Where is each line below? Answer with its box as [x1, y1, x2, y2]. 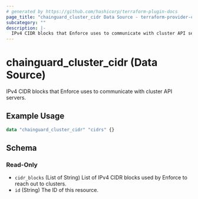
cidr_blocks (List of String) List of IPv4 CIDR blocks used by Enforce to [14, 174, 187, 181]
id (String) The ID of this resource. [14, 187, 99, 194]
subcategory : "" [6, 19, 46, 25]
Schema [6, 143, 37, 153]
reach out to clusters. [14, 180, 67, 187]
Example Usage [6, 111, 65, 121]
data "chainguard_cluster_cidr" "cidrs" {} [6, 127, 115, 132]
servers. [6, 94, 27, 101]
